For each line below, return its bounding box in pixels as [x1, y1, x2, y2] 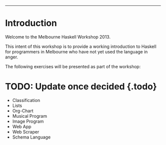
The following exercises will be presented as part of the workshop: [5, 63, 141, 69]
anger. [5, 54, 18, 60]
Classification [12, 97, 41, 103]
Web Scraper [12, 129, 40, 135]
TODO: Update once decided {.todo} [5, 81, 157, 92]
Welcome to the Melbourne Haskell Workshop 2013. [5, 34, 111, 40]
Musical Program [12, 113, 47, 119]
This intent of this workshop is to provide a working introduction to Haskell [5, 43, 157, 49]
